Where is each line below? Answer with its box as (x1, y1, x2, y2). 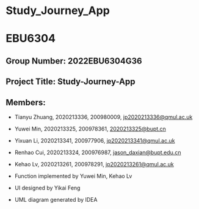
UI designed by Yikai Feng (14, 184, 81, 191)
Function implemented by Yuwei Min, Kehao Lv (14, 172, 132, 180)
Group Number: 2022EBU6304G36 (5, 55, 142, 66)
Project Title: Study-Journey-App (5, 77, 136, 87)
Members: (5, 97, 46, 107)
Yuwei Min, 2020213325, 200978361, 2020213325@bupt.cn (14, 125, 166, 132)
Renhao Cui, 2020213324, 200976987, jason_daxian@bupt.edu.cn (14, 149, 181, 156)
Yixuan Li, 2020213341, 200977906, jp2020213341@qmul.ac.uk (14, 136, 175, 144)
